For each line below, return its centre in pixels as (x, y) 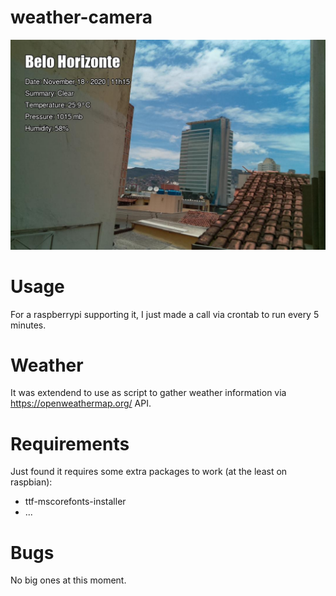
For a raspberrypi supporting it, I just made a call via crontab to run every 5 (165, 314)
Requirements (70, 443)
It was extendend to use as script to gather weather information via (148, 393)
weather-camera (81, 17)
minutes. (28, 325)
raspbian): (31, 482)
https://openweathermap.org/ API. (81, 403)
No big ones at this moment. (68, 580)
